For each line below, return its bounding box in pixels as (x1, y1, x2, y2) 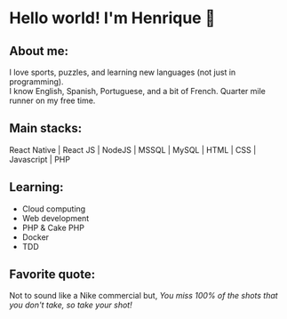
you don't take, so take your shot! (9, 299, 132, 310)
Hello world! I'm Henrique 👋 (9, 8, 216, 28)
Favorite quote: (9, 267, 96, 283)
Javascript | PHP (9, 154, 71, 164)
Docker (21, 231, 50, 243)
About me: (9, 44, 69, 59)
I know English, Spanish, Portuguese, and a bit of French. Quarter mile (9, 86, 267, 96)
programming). (9, 76, 64, 87)
